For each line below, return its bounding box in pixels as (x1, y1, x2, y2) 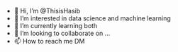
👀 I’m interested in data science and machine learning (13, 14, 172, 22)
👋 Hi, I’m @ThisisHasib (13, 7, 81, 15)
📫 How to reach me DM (13, 37, 85, 45)
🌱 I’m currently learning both (13, 22, 98, 30)
